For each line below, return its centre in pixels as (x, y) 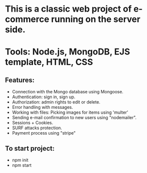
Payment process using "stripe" (44, 133)
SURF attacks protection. (37, 128)
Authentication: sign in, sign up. (44, 97)
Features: (20, 80)
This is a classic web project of (68, 9)
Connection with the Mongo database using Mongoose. (68, 92)
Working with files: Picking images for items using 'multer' (70, 112)
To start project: (30, 148)
